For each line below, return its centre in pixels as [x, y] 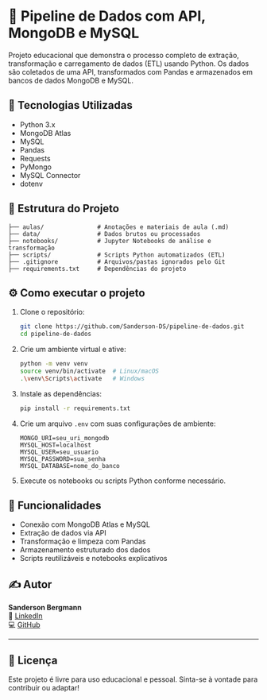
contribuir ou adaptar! [44, 688]
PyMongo [35, 167]
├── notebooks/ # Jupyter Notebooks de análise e [110, 241]
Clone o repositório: [52, 312]
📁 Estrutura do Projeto [64, 209]
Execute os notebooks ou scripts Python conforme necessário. [123, 481]
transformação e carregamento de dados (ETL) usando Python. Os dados [129, 64]
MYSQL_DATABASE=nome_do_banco [70, 466]
